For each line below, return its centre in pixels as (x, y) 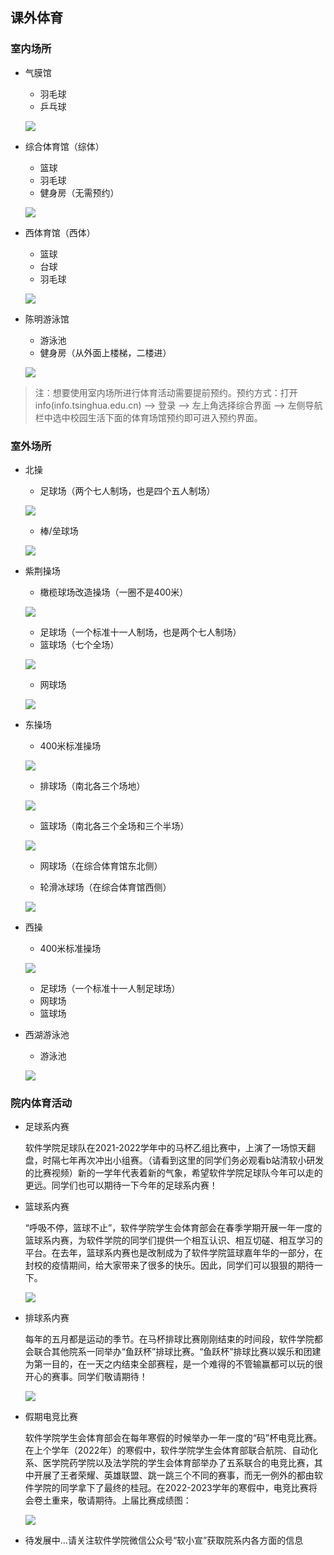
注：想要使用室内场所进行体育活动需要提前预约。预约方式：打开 (166, 392)
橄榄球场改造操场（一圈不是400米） (114, 592)
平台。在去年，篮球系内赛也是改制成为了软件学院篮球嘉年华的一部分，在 (173, 1253)
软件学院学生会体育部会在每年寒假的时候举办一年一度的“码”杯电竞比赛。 (173, 1438)
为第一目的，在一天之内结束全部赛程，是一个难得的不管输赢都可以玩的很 (173, 1364)
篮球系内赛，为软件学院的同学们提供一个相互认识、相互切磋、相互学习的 (173, 1240)
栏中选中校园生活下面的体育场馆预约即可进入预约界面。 (148, 417)
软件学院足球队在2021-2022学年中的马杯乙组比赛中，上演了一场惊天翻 (170, 1148)
